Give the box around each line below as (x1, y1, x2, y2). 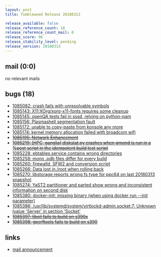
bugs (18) (5, 90, 35, 98)
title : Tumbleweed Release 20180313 (5, 12, 80, 17)
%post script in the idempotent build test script (12, 145, 108, 151)
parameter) (12, 198, 36, 204)
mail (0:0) (5, 63, 36, 71)
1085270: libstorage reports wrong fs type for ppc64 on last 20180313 (12, 172, 155, 178)
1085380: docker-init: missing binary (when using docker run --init (12, 193, 148, 198)
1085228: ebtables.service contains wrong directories (12, 150, 122, 156)
